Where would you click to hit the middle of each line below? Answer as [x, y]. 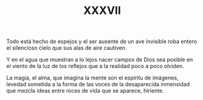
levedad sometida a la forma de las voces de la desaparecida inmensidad [98, 84]
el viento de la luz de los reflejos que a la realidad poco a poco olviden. [95, 66]
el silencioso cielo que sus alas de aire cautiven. [67, 48]
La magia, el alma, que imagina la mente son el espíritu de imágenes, [92, 78]
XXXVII [102, 11]
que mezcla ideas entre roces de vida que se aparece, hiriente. [85, 91]
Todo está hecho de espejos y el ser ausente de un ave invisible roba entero [102, 42]
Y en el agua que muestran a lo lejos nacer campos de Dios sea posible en [100, 60]
